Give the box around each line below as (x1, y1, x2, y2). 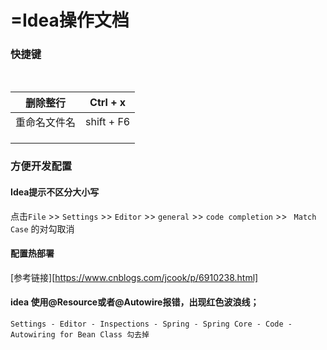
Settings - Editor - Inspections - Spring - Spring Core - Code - (10, 319, 293, 330)
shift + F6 (85, 115, 131, 129)
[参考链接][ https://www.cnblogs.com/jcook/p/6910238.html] (10, 271, 259, 283)
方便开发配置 (10, 159, 73, 173)
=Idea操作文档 (10, 9, 130, 32)
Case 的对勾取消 (10, 222, 75, 235)
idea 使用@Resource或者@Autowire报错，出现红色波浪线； (10, 296, 260, 308)
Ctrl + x (89, 96, 127, 110)
